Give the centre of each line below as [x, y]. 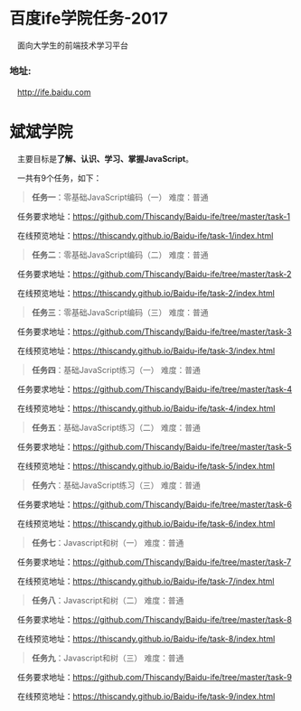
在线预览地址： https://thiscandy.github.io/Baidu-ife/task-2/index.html [146, 294]
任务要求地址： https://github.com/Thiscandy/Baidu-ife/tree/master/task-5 [154, 447]
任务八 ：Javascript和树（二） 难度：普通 [108, 601]
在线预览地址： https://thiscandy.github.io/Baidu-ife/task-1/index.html [145, 236]
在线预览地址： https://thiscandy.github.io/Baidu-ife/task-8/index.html [146, 639]
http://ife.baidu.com [54, 92]
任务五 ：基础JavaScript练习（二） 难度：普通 [116, 428]
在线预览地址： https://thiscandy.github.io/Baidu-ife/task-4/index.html [146, 408]
